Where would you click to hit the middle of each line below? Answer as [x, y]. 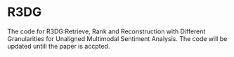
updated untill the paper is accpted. [59, 46]
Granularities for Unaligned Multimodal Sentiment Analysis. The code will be [117, 38]
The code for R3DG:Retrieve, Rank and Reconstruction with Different [106, 31]
